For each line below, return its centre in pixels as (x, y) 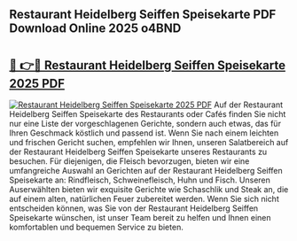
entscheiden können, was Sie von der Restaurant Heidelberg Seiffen (134, 208)
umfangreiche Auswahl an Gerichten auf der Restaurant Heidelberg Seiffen (146, 171)
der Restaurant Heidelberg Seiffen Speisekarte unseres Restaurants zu (138, 152)
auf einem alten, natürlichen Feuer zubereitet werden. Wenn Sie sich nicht (144, 199)
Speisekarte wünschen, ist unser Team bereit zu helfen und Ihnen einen (140, 218)
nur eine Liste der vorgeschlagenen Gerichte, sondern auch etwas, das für (145, 124)
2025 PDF (37, 83)
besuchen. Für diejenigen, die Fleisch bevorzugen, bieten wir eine (129, 161)
